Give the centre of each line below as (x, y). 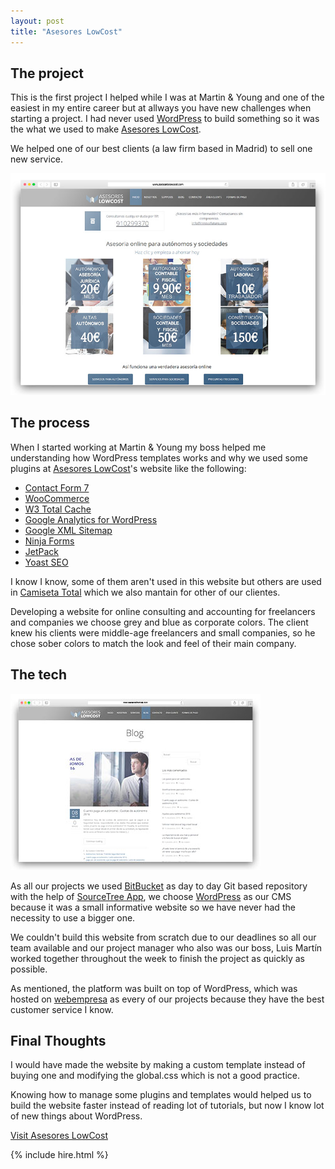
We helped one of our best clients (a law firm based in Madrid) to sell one (161, 149)
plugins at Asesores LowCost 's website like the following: (128, 468)
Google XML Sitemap (68, 530)
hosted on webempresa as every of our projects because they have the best (167, 999)
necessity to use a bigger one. (73, 917)
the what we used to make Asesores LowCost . (106, 129)
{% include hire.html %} (59, 1155)
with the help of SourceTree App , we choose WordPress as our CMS (151, 896)
